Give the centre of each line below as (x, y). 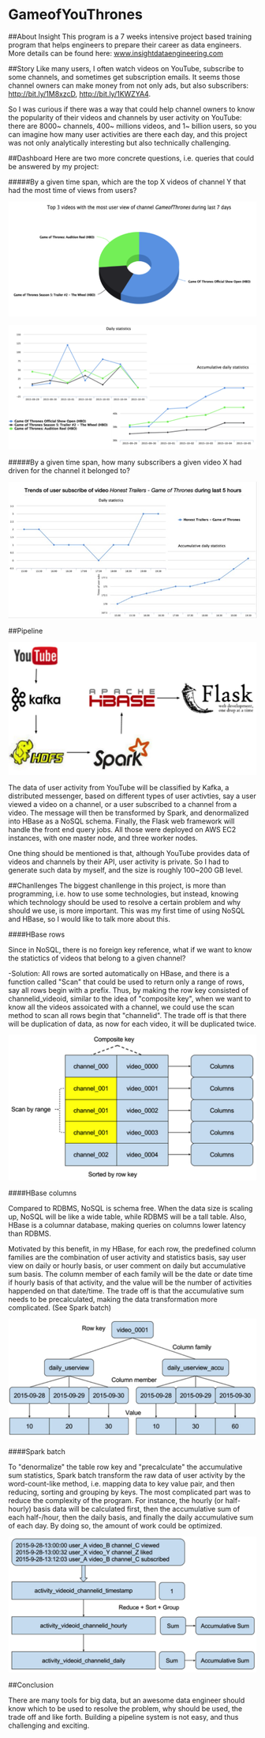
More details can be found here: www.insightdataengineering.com (116, 53)
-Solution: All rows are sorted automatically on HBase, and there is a (119, 974)
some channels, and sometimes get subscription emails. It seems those (124, 77)
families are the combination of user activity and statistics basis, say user (127, 1257)
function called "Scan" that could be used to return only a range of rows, (126, 982)
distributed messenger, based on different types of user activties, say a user (132, 796)
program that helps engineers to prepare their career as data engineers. (125, 44)
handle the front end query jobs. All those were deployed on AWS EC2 (122, 830)
